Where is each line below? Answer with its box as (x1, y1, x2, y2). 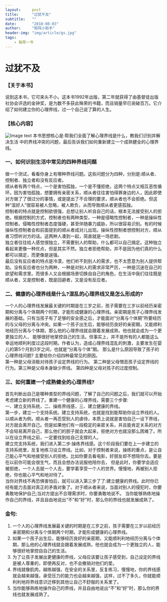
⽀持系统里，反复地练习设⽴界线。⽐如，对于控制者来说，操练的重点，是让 (5, 447, 158, 453)
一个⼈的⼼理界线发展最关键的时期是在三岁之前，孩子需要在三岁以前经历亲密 (5, 302, 162, 309)
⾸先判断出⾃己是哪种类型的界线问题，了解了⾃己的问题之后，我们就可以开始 (5, 391, 162, 397)
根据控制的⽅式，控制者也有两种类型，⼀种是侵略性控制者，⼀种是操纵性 (13, 214, 162, 220)
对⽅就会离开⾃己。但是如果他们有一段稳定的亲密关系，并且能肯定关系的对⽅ (5, 422, 162, 428)
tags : (5, 35, 16, 40)
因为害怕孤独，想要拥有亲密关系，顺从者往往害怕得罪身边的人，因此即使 (13, 189, 162, 195)
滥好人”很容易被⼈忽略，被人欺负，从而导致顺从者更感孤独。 (11, 202, 136, 208)
